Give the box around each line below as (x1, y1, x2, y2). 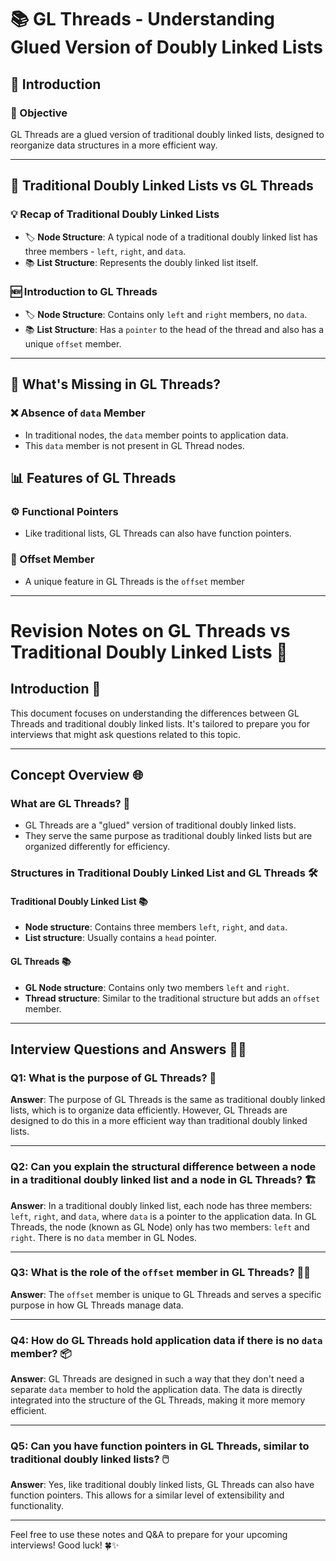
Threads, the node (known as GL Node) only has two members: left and (10, 1221, 310, 1233)
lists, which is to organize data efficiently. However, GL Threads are (10, 1104, 288, 1116)
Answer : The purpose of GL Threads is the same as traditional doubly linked (10, 1094, 326, 1106)
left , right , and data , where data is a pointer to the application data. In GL (10, 1210, 317, 1222)
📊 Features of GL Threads (10, 469, 177, 486)
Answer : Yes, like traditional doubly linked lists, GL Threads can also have (10, 1479, 315, 1491)
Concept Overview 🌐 (10, 766, 144, 783)
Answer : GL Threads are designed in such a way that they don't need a (10, 1373, 305, 1385)
